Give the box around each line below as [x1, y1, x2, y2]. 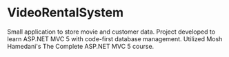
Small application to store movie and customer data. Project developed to [7, 27, 216, 36]
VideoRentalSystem [7, 5, 124, 21]
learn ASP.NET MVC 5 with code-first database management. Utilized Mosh [7, 34, 223, 43]
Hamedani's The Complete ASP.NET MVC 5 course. [7, 42, 155, 50]
